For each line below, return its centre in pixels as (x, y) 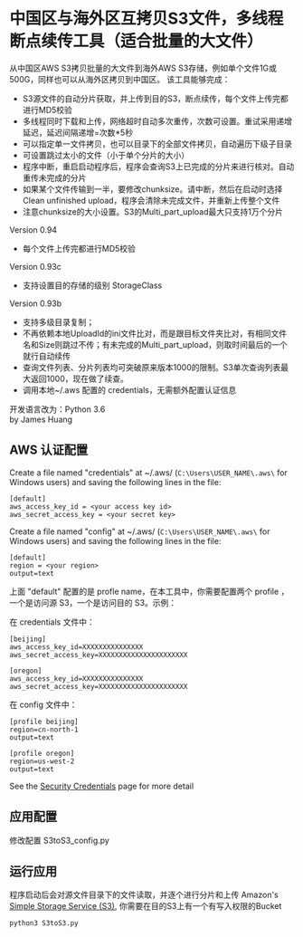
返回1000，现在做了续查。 (79, 378)
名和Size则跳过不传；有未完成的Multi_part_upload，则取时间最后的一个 (155, 344)
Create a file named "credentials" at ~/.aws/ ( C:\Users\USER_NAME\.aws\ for (148, 473)
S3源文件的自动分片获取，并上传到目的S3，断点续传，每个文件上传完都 (156, 98)
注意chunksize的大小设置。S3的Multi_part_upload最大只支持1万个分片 (152, 211)
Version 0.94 (33, 229)
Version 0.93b (36, 303)
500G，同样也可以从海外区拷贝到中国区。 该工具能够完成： (120, 79)
